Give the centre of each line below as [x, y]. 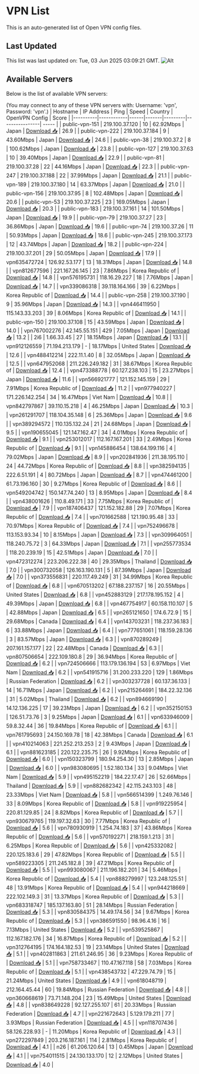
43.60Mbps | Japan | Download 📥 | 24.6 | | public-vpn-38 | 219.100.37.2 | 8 [99, 140]
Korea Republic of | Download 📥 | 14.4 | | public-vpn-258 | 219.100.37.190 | [98, 295]
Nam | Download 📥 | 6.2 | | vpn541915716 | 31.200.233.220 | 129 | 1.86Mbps [99, 672]
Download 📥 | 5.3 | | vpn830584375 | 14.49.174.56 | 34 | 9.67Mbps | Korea [98, 912]
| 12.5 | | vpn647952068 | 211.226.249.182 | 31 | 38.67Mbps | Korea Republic [99, 364]
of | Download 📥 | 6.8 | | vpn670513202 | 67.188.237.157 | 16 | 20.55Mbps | [97, 585]
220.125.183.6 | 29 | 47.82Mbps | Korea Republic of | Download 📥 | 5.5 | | [96, 854]
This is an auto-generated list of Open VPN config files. [74, 27]
